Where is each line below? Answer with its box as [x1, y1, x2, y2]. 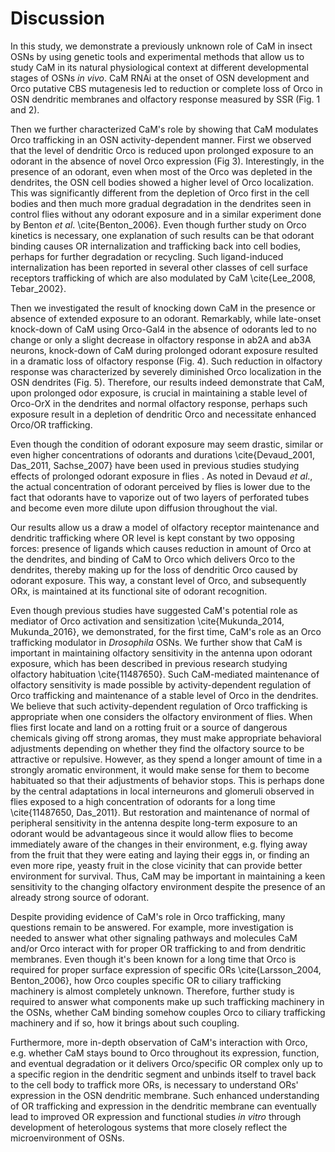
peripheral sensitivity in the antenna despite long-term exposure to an [10, 817, 298, 829]
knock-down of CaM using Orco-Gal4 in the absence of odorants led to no [10, 323, 317, 335]
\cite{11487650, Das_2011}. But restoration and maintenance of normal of [10, 806, 311, 818]
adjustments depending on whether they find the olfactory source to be [10, 742, 305, 754]
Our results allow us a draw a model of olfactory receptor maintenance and [10, 521, 320, 533]
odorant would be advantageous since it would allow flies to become [10, 827, 294, 839]
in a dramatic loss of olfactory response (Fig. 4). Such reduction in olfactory [10, 355, 323, 367]
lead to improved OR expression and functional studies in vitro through [10, 1110, 302, 1122]
